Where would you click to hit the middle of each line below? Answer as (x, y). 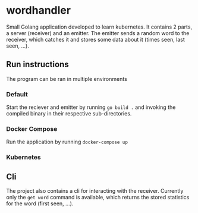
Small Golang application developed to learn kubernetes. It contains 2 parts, (99, 27)
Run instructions (38, 65)
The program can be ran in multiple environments (67, 79)
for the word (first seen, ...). (40, 203)
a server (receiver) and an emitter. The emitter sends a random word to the (98, 33)
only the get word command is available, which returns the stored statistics (98, 198)
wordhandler (39, 10)
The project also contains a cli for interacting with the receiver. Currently (95, 191)
